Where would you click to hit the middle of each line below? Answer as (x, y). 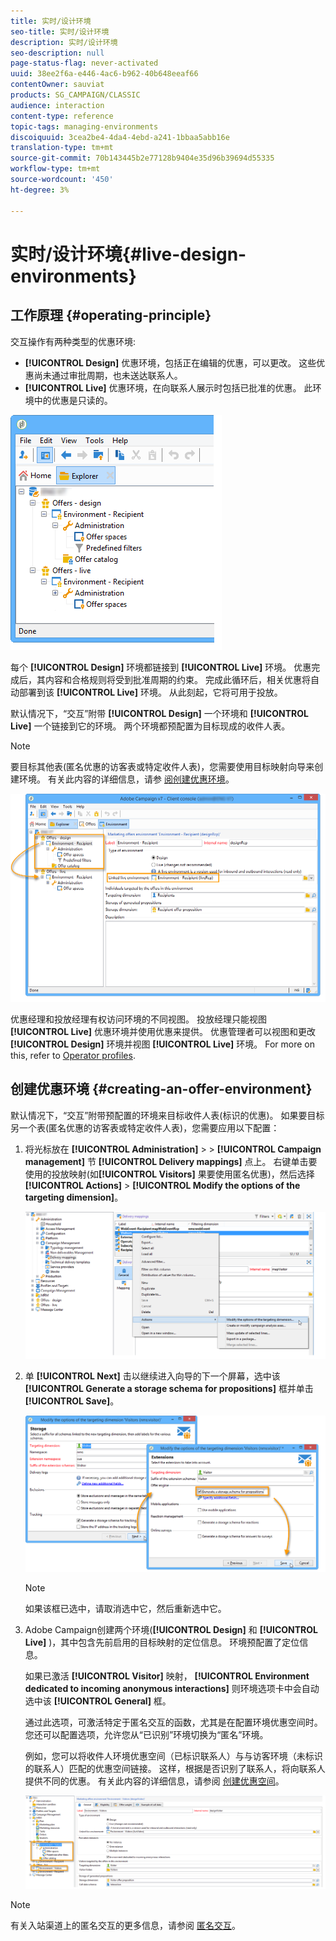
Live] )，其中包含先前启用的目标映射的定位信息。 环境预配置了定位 (162, 1642)
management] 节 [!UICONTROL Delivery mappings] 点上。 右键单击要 (171, 1161)
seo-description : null (57, 53)
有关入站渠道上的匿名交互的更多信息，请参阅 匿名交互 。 (125, 1926)
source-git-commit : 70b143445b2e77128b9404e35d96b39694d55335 (142, 158)
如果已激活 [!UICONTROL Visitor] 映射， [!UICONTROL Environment (167, 1676)
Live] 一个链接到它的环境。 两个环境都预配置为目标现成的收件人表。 (150, 726)
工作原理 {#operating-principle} (111, 315)
